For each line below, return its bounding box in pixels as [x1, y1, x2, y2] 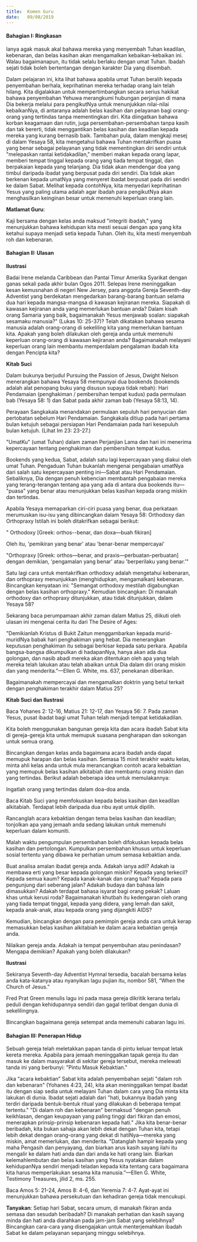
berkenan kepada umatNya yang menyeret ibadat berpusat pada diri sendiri [6, 175, 190, 182]
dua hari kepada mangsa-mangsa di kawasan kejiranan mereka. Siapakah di [6, 298, 191, 306]
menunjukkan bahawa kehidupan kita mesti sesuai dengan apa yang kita [6, 223, 182, 230]
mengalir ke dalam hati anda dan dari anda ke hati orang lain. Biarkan [6, 1150, 173, 1157]
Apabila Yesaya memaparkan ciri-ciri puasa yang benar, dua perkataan [6, 504, 178, 512]
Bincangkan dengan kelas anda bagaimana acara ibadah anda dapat [6, 749, 172, 756]
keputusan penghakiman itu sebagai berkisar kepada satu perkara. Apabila [6, 642, 188, 649]
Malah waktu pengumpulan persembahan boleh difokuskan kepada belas [6, 838, 183, 845]
